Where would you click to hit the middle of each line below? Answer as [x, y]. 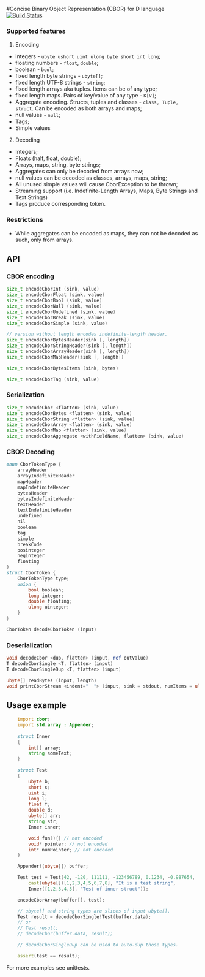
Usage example [37, 705]
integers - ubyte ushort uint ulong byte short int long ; [88, 56]
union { [27, 584]
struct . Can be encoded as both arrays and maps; [78, 108]
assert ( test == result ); [49, 956]
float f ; [39, 804]
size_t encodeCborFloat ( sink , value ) [56, 295]
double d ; [41, 810]
